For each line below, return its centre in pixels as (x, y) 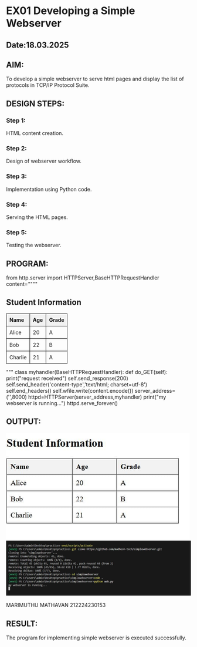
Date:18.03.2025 (38, 45)
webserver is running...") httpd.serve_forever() (62, 403)
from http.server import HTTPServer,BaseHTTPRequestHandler (83, 278)
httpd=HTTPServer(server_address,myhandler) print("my (97, 397)
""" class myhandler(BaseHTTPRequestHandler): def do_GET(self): (87, 372)
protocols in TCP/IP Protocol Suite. (48, 85)
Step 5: (17, 232)
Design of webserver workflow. (44, 161)
